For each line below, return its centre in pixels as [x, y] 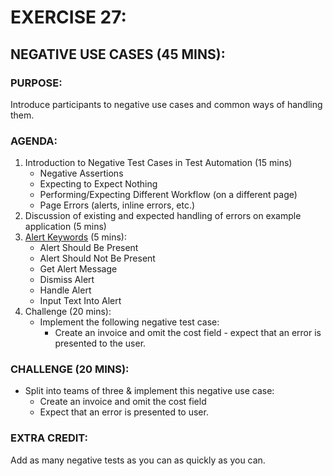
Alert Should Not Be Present [97, 258]
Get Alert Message [78, 269]
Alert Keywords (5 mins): [75, 237]
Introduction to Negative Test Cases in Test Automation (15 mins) [158, 163]
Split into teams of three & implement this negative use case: [149, 391]
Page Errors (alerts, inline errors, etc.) [117, 205]
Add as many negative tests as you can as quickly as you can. [138, 460]
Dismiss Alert [67, 280]
